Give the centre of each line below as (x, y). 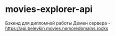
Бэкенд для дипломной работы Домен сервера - (58, 23)
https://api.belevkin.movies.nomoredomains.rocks (57, 28)
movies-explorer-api (49, 9)
